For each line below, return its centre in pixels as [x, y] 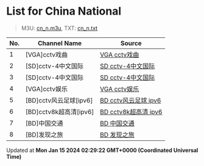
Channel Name [60, 43]
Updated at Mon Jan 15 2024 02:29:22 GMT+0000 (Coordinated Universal [102, 150]
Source [131, 43]
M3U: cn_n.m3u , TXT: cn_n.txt [59, 28]
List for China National [64, 11]
